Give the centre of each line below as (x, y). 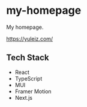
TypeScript (28, 78)
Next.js (24, 97)
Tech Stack (28, 58)
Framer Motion (33, 91)
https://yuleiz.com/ (30, 38)
